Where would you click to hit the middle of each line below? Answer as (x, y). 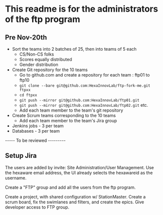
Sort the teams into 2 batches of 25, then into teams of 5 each (74, 49)
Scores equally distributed (45, 59)
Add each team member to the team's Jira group (68, 121)
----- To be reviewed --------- (36, 140)
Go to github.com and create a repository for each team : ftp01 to (84, 75)
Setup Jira (21, 156)
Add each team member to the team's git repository (71, 110)
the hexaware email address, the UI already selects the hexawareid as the (79, 173)
